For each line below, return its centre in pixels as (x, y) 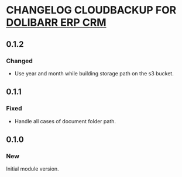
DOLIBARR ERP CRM (56, 22)
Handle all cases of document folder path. (65, 121)
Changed (20, 61)
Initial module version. (33, 169)
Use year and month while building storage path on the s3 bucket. (94, 73)
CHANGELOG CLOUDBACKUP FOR (91, 10)
